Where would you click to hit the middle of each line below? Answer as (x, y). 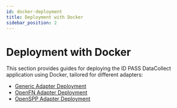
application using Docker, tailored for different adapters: (75, 75)
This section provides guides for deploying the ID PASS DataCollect (88, 68)
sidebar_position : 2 (32, 23)
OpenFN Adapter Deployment (51, 93)
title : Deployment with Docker (45, 17)
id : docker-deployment (34, 12)
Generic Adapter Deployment (50, 86)
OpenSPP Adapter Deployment (53, 99)
